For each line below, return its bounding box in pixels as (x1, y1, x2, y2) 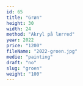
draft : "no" (6, 59, 37, 65)
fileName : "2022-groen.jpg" (6, 48, 78, 55)
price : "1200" (6, 43, 43, 49)
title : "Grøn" (6, 15, 43, 21)
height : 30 (6, 20, 34, 26)
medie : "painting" (6, 54, 53, 60)
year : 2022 (6, 37, 34, 43)
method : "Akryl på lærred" (6, 31, 75, 38)
